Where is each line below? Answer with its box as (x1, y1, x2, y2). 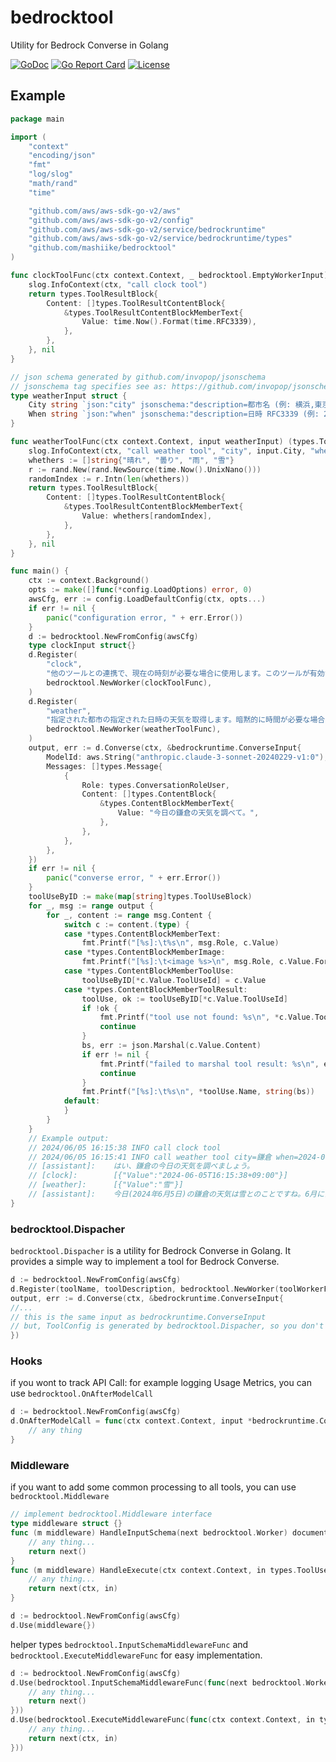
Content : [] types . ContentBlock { (81, 789, 217, 800)
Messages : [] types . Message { (46, 761, 163, 771)
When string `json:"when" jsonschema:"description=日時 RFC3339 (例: (28, 409, 320, 420)
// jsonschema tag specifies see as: (10, 381, 168, 391)
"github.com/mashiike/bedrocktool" (28, 243, 177, 253)
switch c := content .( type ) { (63, 919, 190, 930)
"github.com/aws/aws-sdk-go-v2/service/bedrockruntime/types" (28, 234, 293, 244)
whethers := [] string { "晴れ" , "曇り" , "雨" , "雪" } (28, 455, 235, 465)
